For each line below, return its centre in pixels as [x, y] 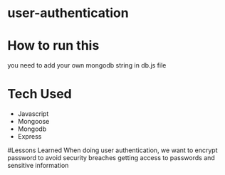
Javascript [33, 114]
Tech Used [40, 94]
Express [30, 137]
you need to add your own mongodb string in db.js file [87, 65]
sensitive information [38, 166]
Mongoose [33, 122]
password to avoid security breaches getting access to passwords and [111, 158]
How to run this [53, 46]
